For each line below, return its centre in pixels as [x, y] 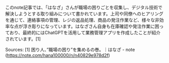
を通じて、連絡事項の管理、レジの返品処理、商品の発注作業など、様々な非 [82, 20]
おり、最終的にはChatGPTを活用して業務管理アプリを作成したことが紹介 [85, 33]
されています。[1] [23, 39]
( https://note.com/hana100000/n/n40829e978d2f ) [58, 55]
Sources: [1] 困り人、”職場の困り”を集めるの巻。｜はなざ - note [70, 50]
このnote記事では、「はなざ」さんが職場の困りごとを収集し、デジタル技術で [84, 7]
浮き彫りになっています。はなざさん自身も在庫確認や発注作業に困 [91, 26]
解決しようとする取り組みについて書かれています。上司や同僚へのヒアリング [84, 14]
